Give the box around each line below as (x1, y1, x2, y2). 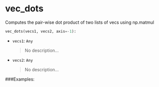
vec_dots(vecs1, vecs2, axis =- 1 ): (5, 29, 77, 34)
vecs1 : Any (12, 38, 33, 43)
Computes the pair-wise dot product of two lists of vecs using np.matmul (5, 19, 155, 25)
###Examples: (5, 76, 35, 82)
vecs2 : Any (12, 57, 33, 63)
